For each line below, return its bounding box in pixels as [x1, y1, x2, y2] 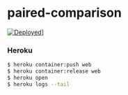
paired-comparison [7, 5, 122, 21]
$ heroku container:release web [7, 68, 101, 75]
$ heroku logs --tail [7, 80, 70, 88]
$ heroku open [7, 74, 49, 81]
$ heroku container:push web [7, 61, 92, 68]
